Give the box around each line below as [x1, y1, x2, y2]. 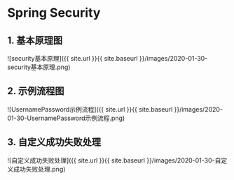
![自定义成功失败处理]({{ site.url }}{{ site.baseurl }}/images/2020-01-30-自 [7, 156, 221, 165]
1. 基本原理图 [7, 34, 63, 46]
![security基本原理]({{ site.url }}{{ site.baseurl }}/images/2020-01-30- [7, 54, 208, 62]
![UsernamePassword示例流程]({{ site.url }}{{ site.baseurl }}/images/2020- [7, 105, 223, 113]
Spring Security [7, 5, 101, 21]
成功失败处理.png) [13, 165, 66, 173]
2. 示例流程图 [7, 85, 64, 97]
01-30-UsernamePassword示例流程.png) [7, 114, 125, 122]
